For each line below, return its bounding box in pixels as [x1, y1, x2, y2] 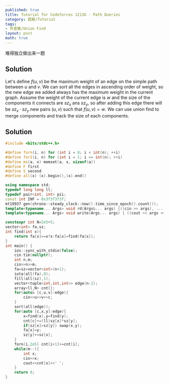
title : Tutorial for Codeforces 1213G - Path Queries [5, 12, 121, 17]
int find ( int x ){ [5, 229, 42, 235]
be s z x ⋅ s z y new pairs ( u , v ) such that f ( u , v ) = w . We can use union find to [5, 106, 159, 114]
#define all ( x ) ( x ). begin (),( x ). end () [5, 174, 87, 179]
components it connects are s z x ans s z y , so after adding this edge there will [5, 99, 162, 107]
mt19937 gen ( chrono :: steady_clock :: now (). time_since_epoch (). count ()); [5, 201, 158, 206]
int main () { [5, 243, 33, 248]
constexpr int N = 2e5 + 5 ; [5, 220, 55, 225]
